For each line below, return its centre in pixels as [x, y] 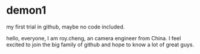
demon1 [26, 10]
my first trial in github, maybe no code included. [66, 27]
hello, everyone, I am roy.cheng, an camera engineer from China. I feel [94, 38]
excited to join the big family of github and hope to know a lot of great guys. [100, 45]
